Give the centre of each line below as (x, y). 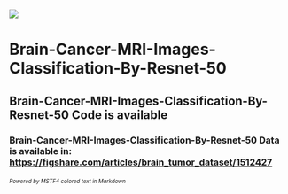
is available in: (41, 151)
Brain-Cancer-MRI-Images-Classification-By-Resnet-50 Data (144, 140)
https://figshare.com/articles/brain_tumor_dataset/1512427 (141, 162)
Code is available (120, 115)
